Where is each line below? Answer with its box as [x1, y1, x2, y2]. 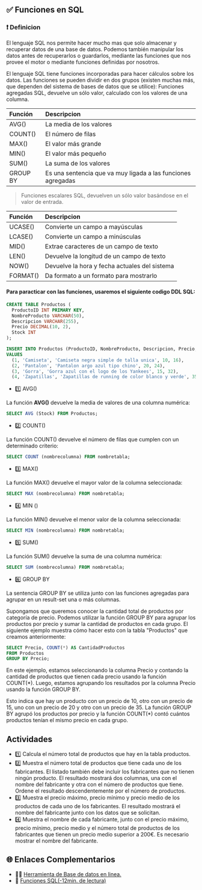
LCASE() [9, 232, 34, 241]
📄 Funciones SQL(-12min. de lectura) [14, 877, 106, 884]
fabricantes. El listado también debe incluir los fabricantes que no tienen [14, 768, 194, 775]
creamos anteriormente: [6, 633, 66, 640]
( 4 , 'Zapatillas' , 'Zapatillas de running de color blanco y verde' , [11, 374, 189, 380]
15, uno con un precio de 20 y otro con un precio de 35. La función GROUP [6, 704, 191, 711]
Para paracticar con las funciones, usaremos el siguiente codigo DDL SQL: [6, 288, 195, 295]
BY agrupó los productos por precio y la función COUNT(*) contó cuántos [6, 710, 191, 717]
